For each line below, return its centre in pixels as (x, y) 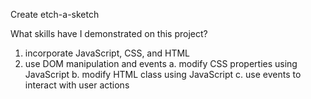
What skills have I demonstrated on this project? (109, 33)
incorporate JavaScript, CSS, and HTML (107, 53)
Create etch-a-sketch (55, 14)
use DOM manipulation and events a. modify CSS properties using (161, 63)
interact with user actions (77, 85)
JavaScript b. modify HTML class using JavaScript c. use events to (163, 74)
